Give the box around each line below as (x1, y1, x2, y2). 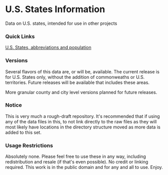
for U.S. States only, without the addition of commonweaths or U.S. (5, 74, 145, 80)
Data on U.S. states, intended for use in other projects (5, 20, 117, 26)
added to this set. (5, 129, 42, 135)
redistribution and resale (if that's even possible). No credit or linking (5, 159, 148, 165)
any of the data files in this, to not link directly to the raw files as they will (5, 118, 157, 124)
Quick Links (5, 33, 35, 40)
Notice (5, 102, 22, 109)
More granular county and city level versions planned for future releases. (5, 89, 157, 95)
